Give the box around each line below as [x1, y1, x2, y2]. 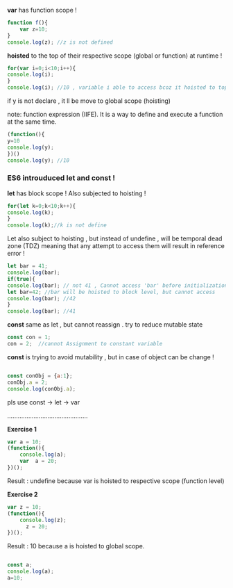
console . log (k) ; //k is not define [7, 222, 107, 229]
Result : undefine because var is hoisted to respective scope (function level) [7, 476, 225, 485]
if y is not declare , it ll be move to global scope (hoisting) [7, 97, 171, 105]
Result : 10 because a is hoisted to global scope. [7, 542, 145, 550]
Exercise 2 [7, 490, 38, 498]
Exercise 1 [7, 425, 37, 433]
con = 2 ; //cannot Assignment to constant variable [7, 341, 163, 348]
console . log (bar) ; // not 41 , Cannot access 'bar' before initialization [7, 281, 228, 289]
